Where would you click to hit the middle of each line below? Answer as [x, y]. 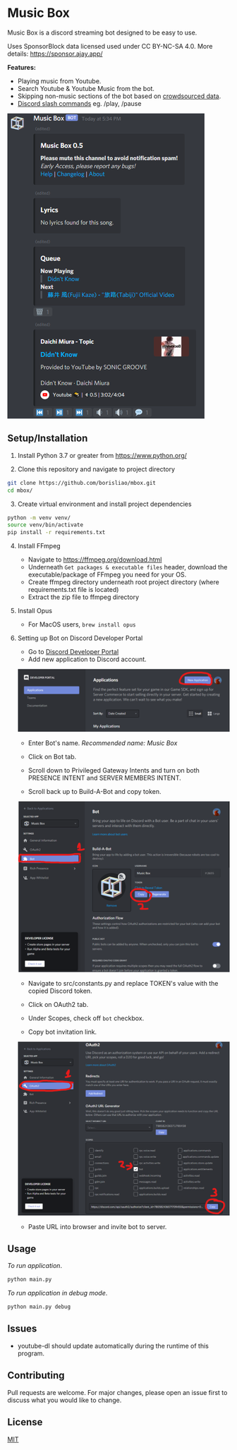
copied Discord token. [60, 991]
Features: [22, 67]
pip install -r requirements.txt [56, 533]
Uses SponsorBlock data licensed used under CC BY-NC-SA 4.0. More [110, 46]
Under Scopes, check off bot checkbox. [86, 1018]
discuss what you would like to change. [65, 1400]
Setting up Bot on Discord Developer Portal [80, 638]
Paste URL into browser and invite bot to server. [97, 1226]
